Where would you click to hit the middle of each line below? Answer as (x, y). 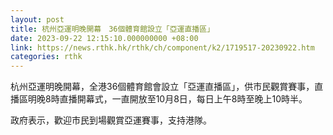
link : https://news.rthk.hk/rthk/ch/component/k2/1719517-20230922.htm (162, 47)
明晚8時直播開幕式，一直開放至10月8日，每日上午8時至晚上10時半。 (167, 99)
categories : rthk (46, 57)
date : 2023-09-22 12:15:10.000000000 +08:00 (104, 38)
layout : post (37, 19)
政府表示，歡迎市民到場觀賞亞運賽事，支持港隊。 (111, 120)
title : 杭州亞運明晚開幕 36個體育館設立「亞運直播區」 (112, 29)
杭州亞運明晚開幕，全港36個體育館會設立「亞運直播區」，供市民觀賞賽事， (162, 87)
